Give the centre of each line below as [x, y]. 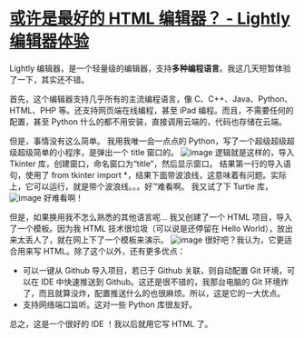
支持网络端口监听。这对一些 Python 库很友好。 [110, 304]
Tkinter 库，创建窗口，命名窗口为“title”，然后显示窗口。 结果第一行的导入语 [151, 164]
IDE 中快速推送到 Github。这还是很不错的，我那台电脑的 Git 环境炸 [164, 282]
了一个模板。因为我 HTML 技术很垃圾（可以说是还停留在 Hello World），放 [147, 228]
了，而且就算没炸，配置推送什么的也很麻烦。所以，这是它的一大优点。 [154, 293]
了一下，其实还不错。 [49, 79]
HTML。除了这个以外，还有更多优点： [114, 251]
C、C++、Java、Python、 [243, 99]
